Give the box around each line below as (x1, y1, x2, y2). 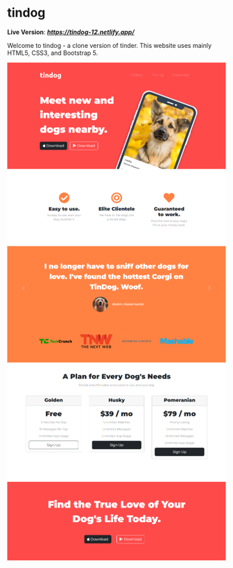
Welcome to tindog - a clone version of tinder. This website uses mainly (7, 41, 212, 49)
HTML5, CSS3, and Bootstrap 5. (7, 49, 98, 57)
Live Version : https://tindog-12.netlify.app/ (7, 28, 135, 36)
